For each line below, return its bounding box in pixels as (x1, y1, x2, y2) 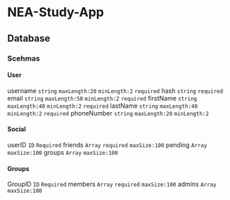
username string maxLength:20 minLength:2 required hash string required (7, 86, 224, 95)
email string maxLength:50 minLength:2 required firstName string (7, 94, 198, 102)
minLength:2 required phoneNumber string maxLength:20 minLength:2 (7, 108, 210, 117)
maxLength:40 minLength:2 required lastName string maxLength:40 (7, 101, 198, 110)
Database (7, 32, 51, 44)
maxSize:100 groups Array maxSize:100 (7, 148, 118, 156)
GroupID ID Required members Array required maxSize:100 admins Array (7, 180, 217, 189)
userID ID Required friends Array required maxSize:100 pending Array (7, 140, 207, 149)
